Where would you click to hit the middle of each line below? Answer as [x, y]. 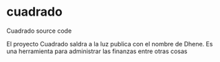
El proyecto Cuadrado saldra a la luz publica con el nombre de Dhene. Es [110, 44]
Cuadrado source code [39, 31]
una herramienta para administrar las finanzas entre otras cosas [97, 51]
